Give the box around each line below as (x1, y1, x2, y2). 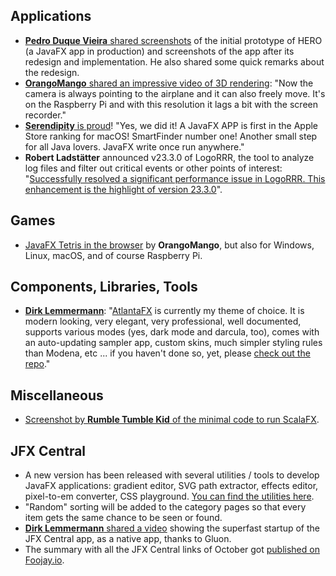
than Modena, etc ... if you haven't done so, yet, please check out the (24, 347, 311, 359)
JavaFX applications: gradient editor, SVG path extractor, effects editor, (24, 480, 319, 492)
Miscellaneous (10, 387, 104, 404)
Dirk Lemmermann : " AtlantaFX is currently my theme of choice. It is (24, 305, 305, 317)
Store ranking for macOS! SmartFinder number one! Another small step (24, 130, 318, 142)
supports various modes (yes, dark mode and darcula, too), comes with (24, 326, 320, 338)
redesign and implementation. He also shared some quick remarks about (24, 55, 325, 68)
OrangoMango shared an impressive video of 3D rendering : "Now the (24, 77, 314, 89)
